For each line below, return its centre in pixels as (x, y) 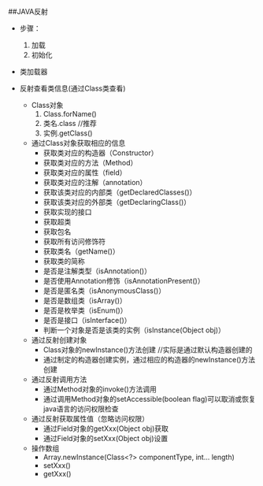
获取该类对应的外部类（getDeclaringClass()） (117, 202)
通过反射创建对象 (59, 340)
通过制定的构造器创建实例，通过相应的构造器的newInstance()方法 (149, 360)
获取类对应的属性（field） (85, 173)
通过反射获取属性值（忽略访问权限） (90, 419)
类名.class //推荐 (70, 123)
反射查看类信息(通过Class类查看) (72, 88)
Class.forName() (70, 114)
